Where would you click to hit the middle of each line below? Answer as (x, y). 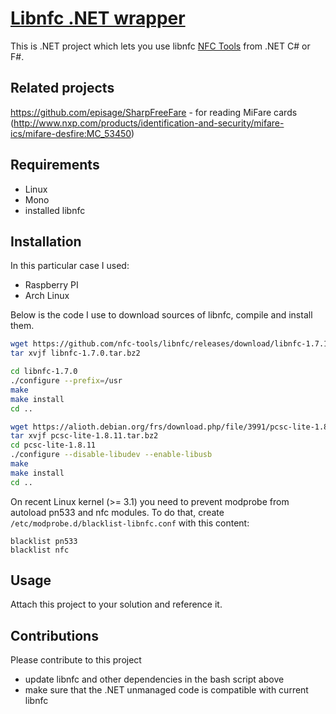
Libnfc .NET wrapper (98, 18)
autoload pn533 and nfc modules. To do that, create (117, 512)
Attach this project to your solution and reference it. (116, 604)
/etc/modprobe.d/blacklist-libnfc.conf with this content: (130, 523)
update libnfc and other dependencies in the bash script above (154, 679)
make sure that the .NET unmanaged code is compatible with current (166, 690)
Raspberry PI (51, 285)
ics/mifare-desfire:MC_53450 (71, 133)
